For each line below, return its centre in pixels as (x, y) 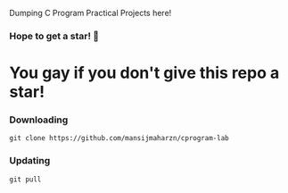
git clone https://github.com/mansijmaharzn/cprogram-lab (119, 138)
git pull (25, 179)
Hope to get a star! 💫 (54, 36)
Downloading (39, 120)
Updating (30, 161)
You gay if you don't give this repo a (144, 73)
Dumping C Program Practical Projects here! (91, 13)
